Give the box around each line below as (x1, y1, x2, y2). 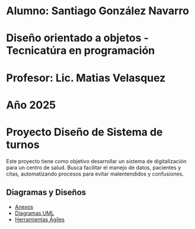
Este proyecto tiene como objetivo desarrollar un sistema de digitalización (6, 157, 187, 164)
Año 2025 (6, 98, 56, 112)
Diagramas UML (14, 209, 55, 217)
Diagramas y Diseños (6, 187, 87, 198)
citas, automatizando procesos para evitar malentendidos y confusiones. (6, 170, 184, 177)
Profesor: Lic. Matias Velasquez (6, 71, 166, 84)
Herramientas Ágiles (14, 215, 65, 223)
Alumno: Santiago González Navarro (6, 4, 190, 18)
